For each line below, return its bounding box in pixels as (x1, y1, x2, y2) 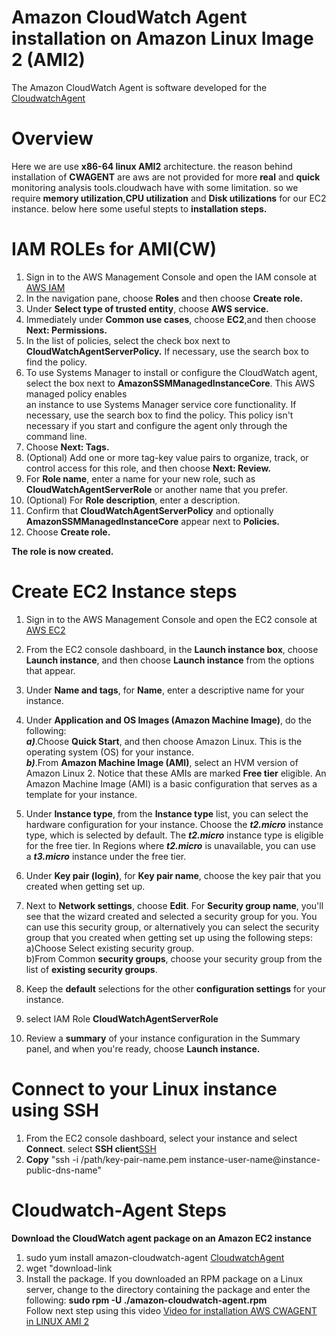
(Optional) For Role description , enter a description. (25, 494, 241, 506)
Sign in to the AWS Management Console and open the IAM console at (25, 271, 317, 283)
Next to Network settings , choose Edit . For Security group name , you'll (25, 899, 324, 911)
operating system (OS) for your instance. (25, 746, 194, 758)
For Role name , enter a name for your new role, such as (25, 472, 256, 485)
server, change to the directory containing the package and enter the (25, 1283, 311, 1295)
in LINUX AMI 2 (25, 1315, 90, 1327)
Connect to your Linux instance (11, 1077, 278, 1100)
